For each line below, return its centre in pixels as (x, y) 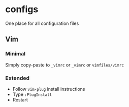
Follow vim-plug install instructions (49, 89)
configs (22, 9)
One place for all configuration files (42, 23)
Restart (20, 99)
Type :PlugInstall (32, 94)
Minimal (15, 54)
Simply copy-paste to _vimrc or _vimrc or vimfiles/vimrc (65, 65)
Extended (17, 78)
